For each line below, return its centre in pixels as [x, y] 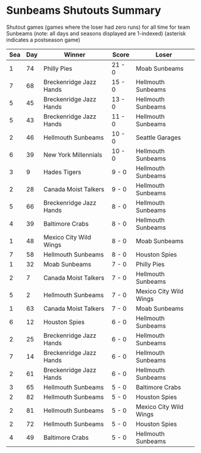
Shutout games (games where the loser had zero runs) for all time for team [98, 27]
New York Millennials [73, 155]
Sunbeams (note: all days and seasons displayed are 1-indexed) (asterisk [96, 33]
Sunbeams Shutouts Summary [84, 10]
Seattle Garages [158, 137]
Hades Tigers [63, 172]
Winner [74, 55]
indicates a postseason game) [43, 40]
